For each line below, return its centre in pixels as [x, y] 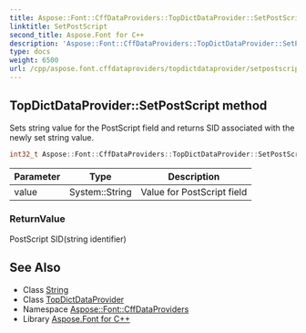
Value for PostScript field [194, 192]
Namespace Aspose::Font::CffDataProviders [106, 309]
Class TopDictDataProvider [73, 299]
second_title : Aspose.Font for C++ [77, 35]
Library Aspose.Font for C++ [76, 318]
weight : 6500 [34, 60]
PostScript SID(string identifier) [68, 239]
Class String [46, 289]
